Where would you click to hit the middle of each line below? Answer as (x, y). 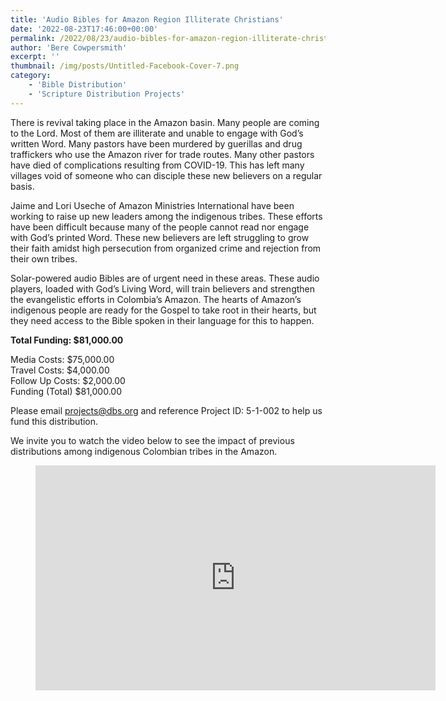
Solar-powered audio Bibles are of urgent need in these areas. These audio (165, 278)
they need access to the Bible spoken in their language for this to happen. (162, 320)
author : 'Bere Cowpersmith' (69, 47)
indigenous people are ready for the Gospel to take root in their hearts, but (163, 310)
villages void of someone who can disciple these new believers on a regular (166, 175)
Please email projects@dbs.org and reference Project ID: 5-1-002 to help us (166, 410)
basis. (22, 186)
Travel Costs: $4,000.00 (60, 370)
